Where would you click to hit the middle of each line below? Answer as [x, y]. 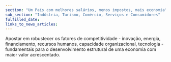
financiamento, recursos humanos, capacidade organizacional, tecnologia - [84, 44]
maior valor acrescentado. [33, 55]
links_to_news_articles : [32, 24]
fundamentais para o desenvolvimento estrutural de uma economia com [81, 49]
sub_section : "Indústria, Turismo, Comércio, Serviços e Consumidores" [83, 15]
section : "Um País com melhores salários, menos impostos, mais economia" [86, 10]
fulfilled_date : [22, 19]
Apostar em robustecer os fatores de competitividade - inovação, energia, [83, 39]
